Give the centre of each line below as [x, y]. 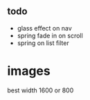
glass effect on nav [44, 28]
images [29, 71]
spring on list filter [43, 43]
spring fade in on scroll [50, 35]
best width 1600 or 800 [40, 90]
